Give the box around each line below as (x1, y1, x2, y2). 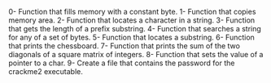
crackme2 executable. (8, 67, 83, 76)
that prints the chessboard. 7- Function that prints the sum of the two (8, 41, 240, 51)
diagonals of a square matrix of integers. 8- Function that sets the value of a (8, 50, 264, 59)
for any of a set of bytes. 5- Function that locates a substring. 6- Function (8, 32, 255, 42)
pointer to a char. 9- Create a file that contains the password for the (8, 58, 235, 68)
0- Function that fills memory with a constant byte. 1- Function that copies (8, 7, 256, 16)
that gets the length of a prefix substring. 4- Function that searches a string (8, 24, 262, 33)
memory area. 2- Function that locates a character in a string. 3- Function (8, 15, 256, 25)
